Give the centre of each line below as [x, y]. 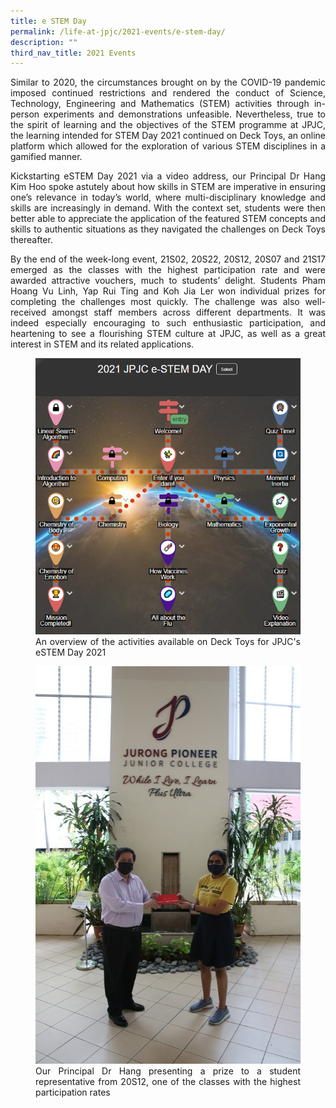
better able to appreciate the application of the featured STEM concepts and [168, 219]
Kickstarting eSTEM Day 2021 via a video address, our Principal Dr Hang [168, 176]
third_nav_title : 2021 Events [73, 53]
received [28, 312]
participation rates [73, 1092]
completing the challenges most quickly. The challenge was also [155, 302]
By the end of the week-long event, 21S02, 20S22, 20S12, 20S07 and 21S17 [168, 259]
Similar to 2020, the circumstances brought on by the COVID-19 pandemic [168, 82]
